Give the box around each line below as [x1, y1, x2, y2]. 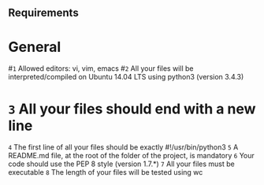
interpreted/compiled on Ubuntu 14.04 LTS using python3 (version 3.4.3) [8, 72, 244, 82]
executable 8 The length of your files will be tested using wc [8, 168, 203, 177]
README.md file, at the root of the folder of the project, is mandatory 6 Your [8, 151, 255, 161]
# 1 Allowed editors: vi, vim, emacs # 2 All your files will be [8, 64, 194, 73]
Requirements [8, 6, 79, 20]
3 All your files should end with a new [8, 100, 256, 117]
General [8, 38, 61, 56]
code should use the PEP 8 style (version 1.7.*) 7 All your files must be [8, 159, 235, 168]
